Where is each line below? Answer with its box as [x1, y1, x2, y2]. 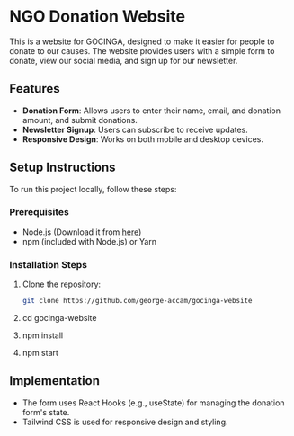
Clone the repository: [22, 279, 102, 289]
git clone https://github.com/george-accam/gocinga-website [22, 297, 253, 306]
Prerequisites [9, 206, 69, 218]
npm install [22, 330, 64, 341]
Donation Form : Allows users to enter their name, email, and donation [22, 105, 281, 116]
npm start [22, 348, 58, 359]
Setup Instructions [9, 160, 116, 175]
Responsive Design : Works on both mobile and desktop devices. [22, 133, 263, 145]
